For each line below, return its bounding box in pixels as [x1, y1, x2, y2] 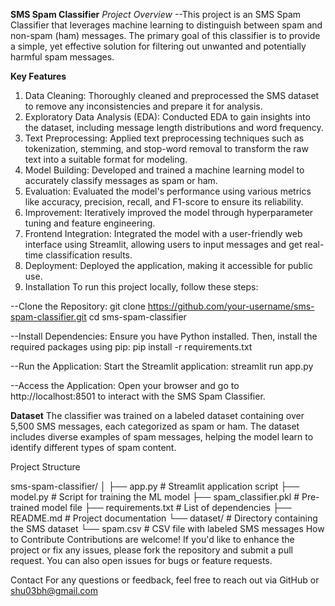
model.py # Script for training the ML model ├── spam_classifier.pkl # [10, 491, 300, 503]
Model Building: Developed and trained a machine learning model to [24, 164, 305, 176]
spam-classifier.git [10, 311, 87, 323]
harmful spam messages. [10, 51, 115, 63]
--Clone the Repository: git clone [10, 300, 146, 312]
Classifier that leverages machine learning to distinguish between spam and [10, 19, 323, 31]
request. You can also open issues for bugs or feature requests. [10, 555, 273, 566]
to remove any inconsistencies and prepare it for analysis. [24, 100, 263, 112]
